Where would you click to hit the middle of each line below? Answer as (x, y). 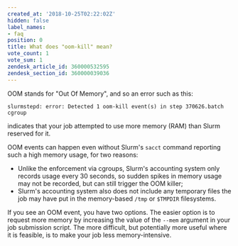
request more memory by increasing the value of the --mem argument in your (119, 220)
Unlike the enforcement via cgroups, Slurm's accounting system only (119, 168)
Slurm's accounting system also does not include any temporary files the (124, 191)
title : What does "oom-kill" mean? (60, 47)
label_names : (27, 27)
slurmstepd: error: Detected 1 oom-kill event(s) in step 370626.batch (115, 106)
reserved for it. (29, 133)
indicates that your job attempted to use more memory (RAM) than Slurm (114, 125)
